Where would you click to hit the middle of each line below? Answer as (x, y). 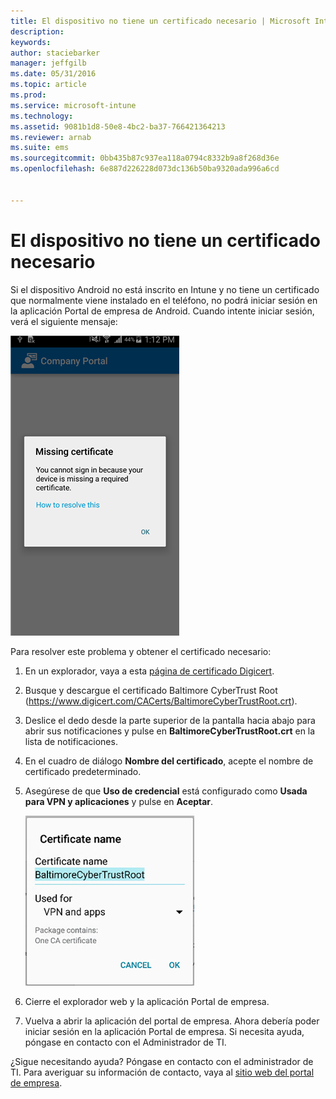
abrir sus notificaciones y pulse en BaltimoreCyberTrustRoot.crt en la (170, 731)
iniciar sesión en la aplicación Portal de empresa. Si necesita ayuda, (164, 1031)
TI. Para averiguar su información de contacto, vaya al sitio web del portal (162, 1072)
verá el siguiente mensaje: (64, 321)
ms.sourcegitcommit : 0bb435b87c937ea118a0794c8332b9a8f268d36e (145, 158)
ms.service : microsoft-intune (73, 105)
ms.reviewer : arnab (51, 137)
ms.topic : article (48, 85)
